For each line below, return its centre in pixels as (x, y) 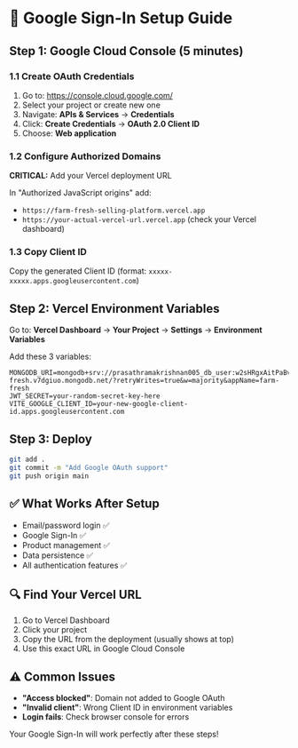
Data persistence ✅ (58, 555)
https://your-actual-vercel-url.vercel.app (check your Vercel (139, 219)
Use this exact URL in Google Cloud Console (103, 649)
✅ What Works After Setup (84, 504)
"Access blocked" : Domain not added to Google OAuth (123, 698)
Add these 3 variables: (50, 357)
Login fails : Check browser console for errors (106, 717)
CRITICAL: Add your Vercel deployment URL (90, 176)
